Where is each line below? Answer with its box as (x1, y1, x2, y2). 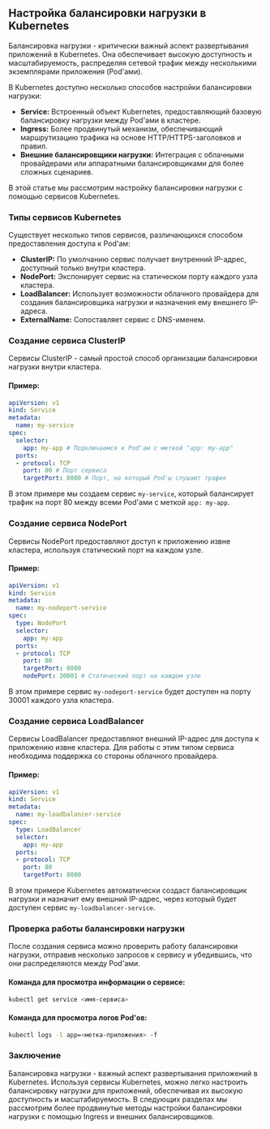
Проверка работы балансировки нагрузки (8, 923, 185, 934)
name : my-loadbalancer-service (15, 811, 122, 819)
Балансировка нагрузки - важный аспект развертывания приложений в (8, 1068, 258, 1078)
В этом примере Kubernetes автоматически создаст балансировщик (8, 886, 247, 895)
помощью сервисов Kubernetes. (8, 191, 121, 201)
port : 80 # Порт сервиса (23, 467, 107, 475)
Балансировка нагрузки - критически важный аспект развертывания (8, 41, 249, 50)
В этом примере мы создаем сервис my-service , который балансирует (8, 489, 254, 498)
